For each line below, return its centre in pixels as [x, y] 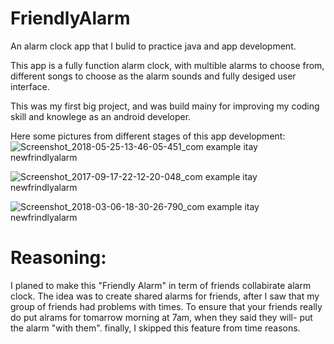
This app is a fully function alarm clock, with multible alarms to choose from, [167, 65]
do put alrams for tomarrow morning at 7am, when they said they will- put [161, 317]
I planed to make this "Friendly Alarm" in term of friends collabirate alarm [161, 285]
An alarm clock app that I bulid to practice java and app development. [153, 46]
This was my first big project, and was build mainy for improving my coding [165, 106]
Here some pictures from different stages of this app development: [148, 136]
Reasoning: [58, 258]
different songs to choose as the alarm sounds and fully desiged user [153, 76]
